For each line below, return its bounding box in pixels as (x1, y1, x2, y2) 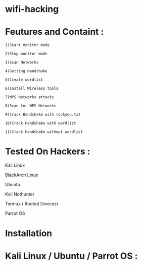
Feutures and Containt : (5, 26, 104, 38)
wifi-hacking (5, 3, 59, 15)
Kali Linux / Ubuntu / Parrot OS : (5, 251, 138, 262)
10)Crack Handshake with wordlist (5, 121, 77, 126)
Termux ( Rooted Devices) (5, 201, 58, 207)
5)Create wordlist (5, 77, 43, 82)
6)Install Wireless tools (5, 86, 58, 91)
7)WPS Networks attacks (5, 95, 54, 100)
